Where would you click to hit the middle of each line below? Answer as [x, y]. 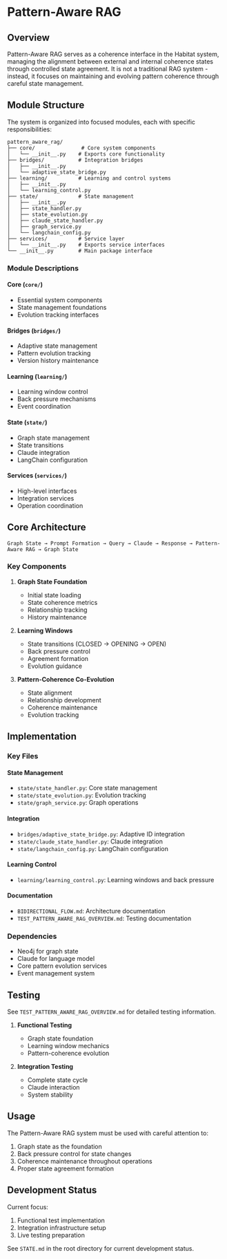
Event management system [56, 973]
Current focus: [28, 1206]
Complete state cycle [58, 1080]
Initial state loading [54, 595]
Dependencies [32, 936]
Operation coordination [50, 505]
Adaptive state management [57, 346]
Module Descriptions [43, 268]
